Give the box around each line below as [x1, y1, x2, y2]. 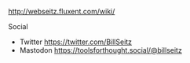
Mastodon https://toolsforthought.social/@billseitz [19, 46, 182, 54]
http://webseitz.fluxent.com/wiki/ [8, 7, 115, 16]
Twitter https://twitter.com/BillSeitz [19, 37, 132, 46]
